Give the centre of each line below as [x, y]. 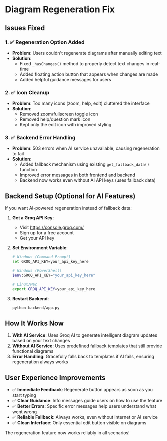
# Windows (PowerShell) [37, 271]
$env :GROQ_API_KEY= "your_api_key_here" [54, 275]
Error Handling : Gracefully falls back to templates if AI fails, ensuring [83, 357]
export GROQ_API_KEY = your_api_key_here [54, 289]
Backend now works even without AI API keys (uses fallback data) [87, 180]
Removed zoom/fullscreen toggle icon [59, 114]
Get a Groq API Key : [33, 218]
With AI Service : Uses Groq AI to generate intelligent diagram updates [84, 335]
